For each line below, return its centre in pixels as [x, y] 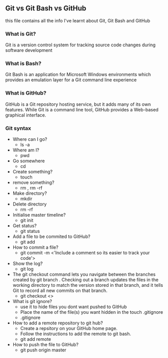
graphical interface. [26, 115]
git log [27, 269]
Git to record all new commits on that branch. [60, 290]
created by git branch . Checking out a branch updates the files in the [86, 280]
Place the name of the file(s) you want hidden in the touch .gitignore [92, 312]
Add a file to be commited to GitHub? [51, 236]
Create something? [33, 172]
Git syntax [18, 128]
